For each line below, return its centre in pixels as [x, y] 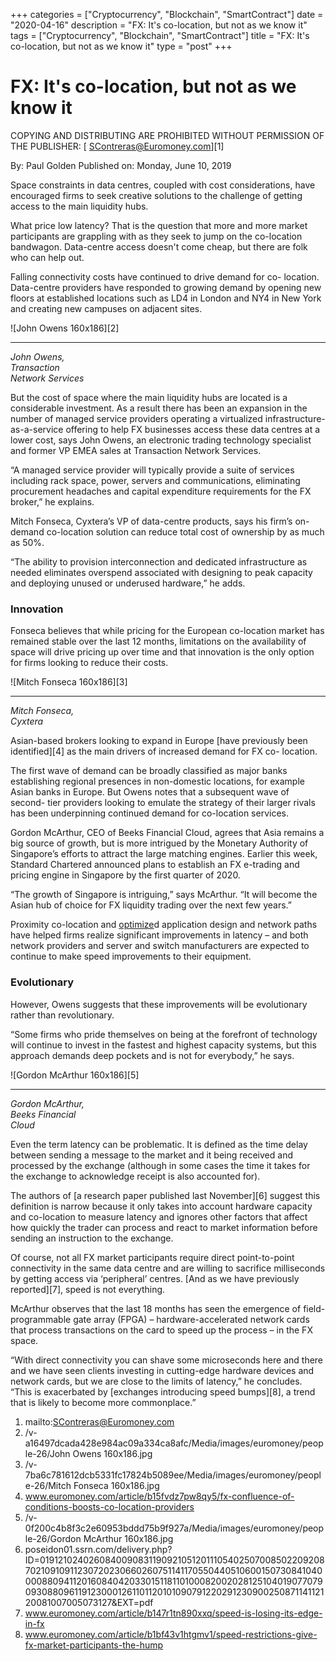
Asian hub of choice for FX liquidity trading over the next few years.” [151, 905]
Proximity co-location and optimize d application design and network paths [164, 925]
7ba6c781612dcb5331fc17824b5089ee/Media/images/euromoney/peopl [173, 1475]
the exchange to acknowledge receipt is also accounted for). [135, 1176]
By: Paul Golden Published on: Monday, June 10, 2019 [121, 165]
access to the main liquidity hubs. [79, 206]
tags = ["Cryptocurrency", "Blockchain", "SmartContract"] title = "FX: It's [160, 35]
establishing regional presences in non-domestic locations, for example [157, 781]
